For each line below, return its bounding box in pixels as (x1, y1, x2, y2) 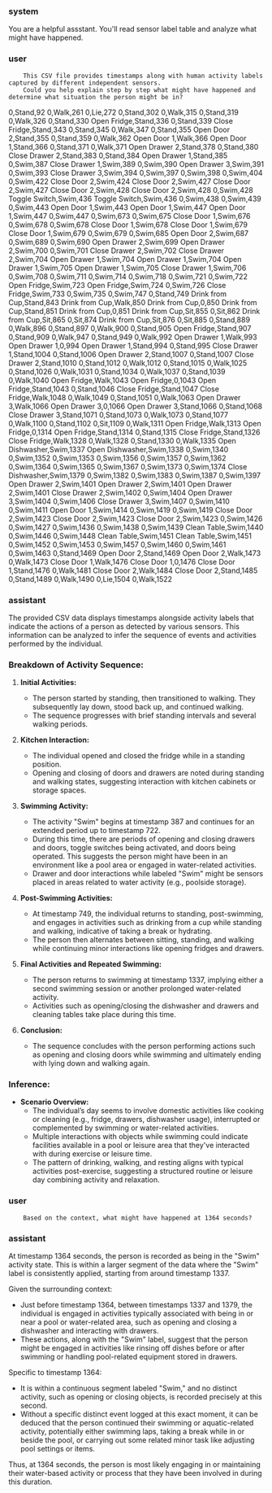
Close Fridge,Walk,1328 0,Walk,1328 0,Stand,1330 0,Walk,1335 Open (8, 435, 237, 445)
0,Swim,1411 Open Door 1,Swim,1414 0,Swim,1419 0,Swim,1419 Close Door (8, 504, 253, 514)
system (8, 6, 39, 17)
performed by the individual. (8, 639, 103, 648)
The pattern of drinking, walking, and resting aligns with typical (32, 1158, 244, 1168)
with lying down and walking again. (32, 1059, 150, 1068)
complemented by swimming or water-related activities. (32, 1123, 219, 1133)
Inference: (8, 1079, 50, 1090)
